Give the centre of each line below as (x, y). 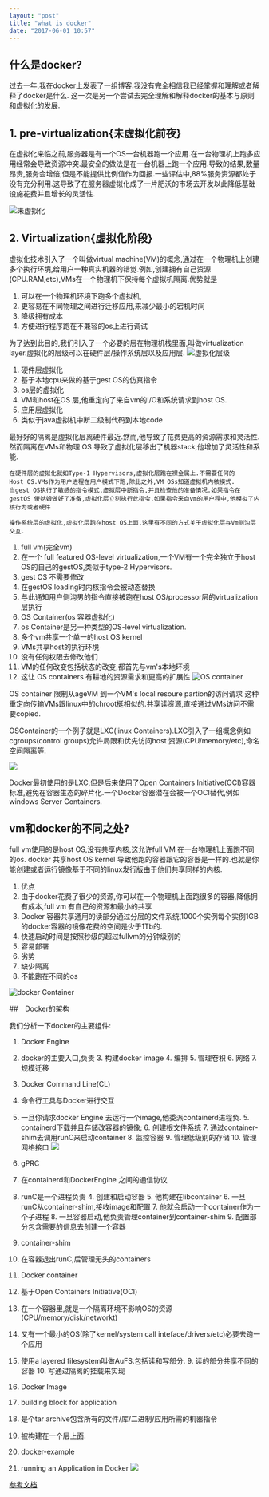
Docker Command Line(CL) (65, 1083)
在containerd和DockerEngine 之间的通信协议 (94, 1179)
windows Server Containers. (56, 801)
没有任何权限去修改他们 (59, 656)
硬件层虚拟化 (42, 370)
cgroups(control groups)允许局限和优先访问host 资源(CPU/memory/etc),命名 (134, 740)
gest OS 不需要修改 (52, 576)
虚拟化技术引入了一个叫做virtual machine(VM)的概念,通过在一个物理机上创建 (134, 259)
